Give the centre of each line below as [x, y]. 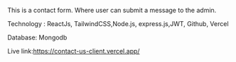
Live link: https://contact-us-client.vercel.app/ [74, 51]
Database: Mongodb [37, 37]
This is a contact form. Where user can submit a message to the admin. [112, 10]
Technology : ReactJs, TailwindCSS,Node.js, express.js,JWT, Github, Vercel [118, 24]
